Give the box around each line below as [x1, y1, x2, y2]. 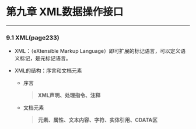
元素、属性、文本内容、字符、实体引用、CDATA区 [37, 117, 158, 124]
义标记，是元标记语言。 [14, 55, 71, 62]
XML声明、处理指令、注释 [37, 92, 101, 99]
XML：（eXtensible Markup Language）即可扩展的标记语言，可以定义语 [14, 48, 185, 55]
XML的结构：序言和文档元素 [14, 67, 82, 74]
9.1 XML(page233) [6, 33, 60, 41]
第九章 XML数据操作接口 [6, 5, 124, 19]
